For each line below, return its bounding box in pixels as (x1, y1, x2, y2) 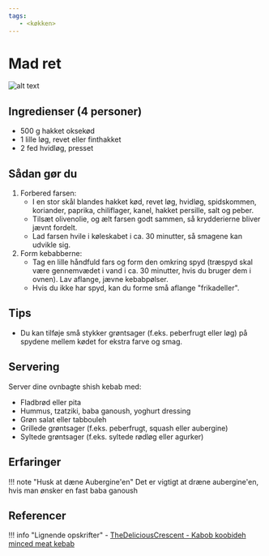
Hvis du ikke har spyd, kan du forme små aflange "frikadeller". (32, 283, 240, 293)
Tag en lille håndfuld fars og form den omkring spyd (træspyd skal (32, 257, 254, 267)
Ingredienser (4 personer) (8, 105, 143, 118)
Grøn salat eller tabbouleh (19, 414, 107, 424)
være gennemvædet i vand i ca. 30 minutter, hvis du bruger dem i (32, 266, 251, 276)
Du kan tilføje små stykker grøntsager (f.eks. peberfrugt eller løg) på (19, 327, 248, 337)
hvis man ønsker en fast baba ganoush (8, 485, 139, 495)
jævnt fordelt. (32, 223, 78, 233)
